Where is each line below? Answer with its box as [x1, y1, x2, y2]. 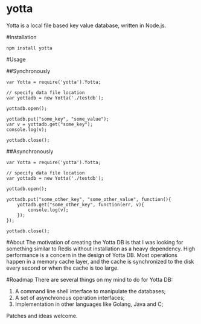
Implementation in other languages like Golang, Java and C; [14, 300, 164, 308]
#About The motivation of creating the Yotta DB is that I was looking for [6, 238, 183, 246]
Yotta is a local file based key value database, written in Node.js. [6, 22, 167, 29]
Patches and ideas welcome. [6, 312, 78, 319]
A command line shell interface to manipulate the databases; [14, 287, 166, 294]
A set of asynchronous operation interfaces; [14, 294, 125, 301]
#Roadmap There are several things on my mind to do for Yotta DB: [6, 276, 173, 283]
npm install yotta [6, 45, 53, 51]
